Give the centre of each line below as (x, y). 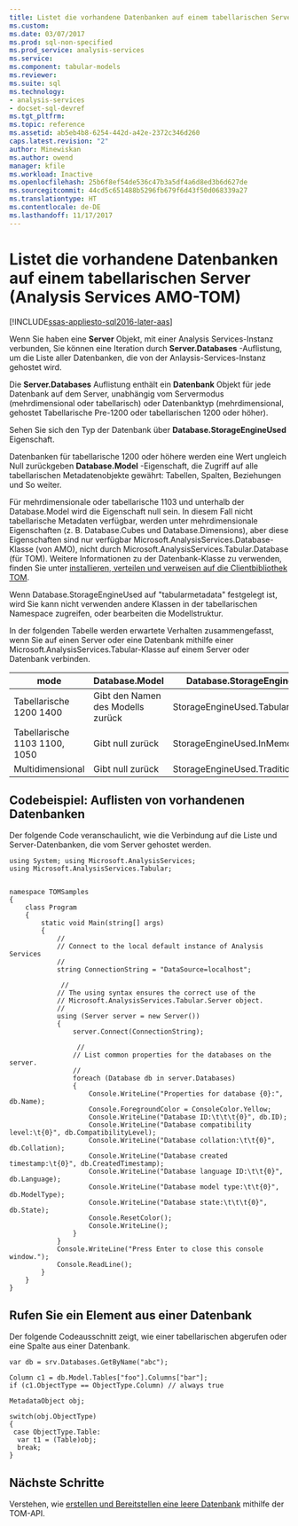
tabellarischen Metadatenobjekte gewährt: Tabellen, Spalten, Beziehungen (145, 475)
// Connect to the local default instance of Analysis (160, 947)
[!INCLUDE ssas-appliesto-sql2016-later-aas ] (91, 321)
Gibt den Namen (127, 696)
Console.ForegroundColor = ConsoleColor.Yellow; (180, 1110)
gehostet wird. (35, 367)
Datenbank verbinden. (50, 658)
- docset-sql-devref (47, 108)
